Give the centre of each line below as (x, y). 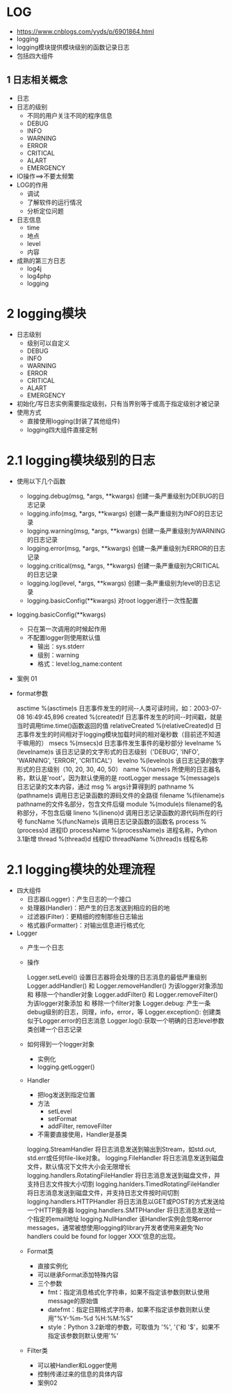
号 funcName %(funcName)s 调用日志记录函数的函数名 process (108, 821)
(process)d (32, 830)
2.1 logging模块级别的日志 (81, 460)
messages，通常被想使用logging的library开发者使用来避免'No (115, 1227)
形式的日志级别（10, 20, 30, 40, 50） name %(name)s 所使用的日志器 (115, 769)
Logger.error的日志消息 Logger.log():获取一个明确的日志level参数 (132, 1020)
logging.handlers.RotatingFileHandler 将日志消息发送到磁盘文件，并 (123, 1175)
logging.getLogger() (66, 1067)
